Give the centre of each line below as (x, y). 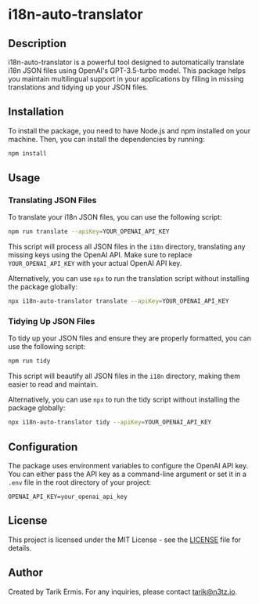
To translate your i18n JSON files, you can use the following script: (115, 217)
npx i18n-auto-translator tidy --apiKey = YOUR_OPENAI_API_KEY (110, 422)
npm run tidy (29, 361)
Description (37, 44)
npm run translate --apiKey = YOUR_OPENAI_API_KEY (89, 232)
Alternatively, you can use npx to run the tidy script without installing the (124, 400)
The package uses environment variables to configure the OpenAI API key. (128, 465)
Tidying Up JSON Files (52, 322)
